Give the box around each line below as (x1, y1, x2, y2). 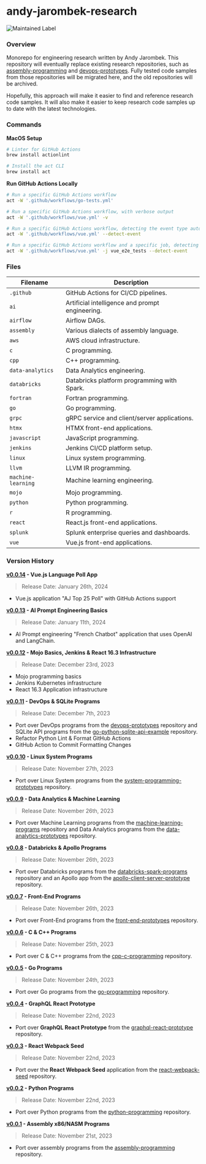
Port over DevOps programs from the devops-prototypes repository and (15, 721, 197, 729)
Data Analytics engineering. (65, 366, 145, 375)
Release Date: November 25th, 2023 (21, 940, 114, 948)
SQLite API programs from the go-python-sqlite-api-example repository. (15, 728, 198, 735)
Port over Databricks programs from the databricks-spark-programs (15, 868, 188, 875)
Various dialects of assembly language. (65, 326, 179, 335)
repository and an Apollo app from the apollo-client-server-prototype (15, 874, 190, 881)
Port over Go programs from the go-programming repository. (15, 988, 170, 995)
